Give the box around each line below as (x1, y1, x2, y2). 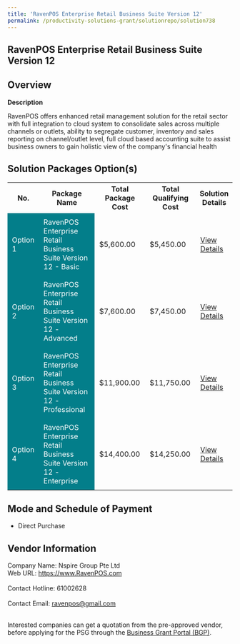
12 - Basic (43, 261, 80, 271)
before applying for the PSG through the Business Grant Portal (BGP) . (7, 628, 212, 637)
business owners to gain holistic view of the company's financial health (7, 142, 218, 151)
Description (7, 98, 44, 106)
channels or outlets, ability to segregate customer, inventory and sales (7, 126, 214, 136)
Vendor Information (7, 542, 96, 554)
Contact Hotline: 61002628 (7, 584, 87, 593)
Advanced (43, 333, 79, 343)
